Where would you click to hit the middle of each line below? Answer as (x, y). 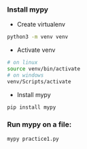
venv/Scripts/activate (39, 81)
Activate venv (36, 50)
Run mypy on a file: (39, 124)
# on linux (22, 63)
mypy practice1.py (33, 139)
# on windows (25, 75)
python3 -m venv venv (38, 37)
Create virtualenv (41, 25)
